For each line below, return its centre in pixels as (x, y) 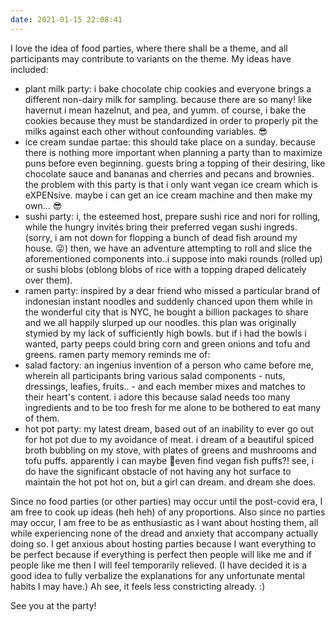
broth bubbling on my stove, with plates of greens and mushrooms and (170, 450)
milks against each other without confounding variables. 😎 (146, 131)
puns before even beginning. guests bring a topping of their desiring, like (175, 163)
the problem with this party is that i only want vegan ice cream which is (171, 184)
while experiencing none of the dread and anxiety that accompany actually (164, 533)
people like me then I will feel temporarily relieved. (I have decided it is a (159, 565)
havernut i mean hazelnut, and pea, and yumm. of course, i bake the (165, 110)
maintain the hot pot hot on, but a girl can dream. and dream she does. (170, 482)
